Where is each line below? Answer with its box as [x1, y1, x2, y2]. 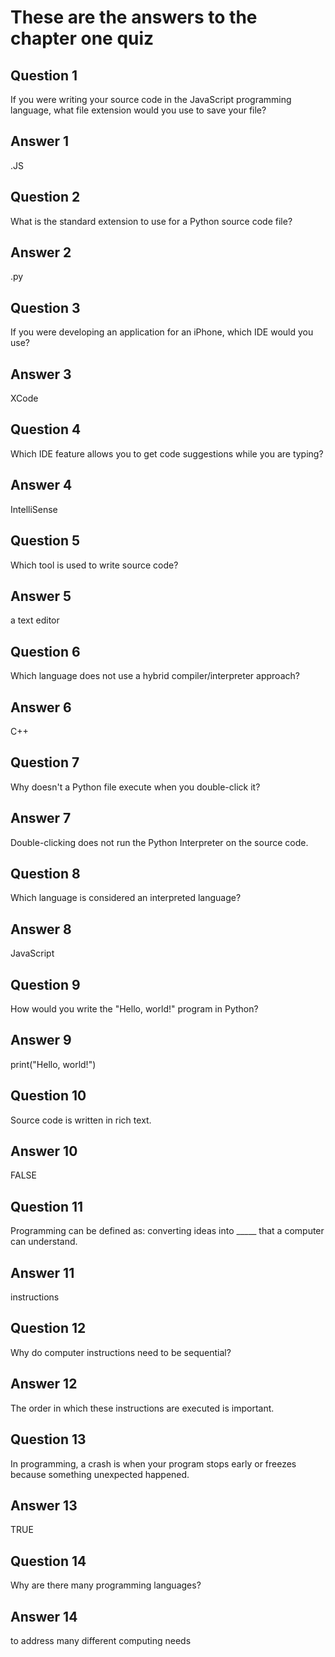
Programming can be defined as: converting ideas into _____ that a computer [10, 1225, 325, 1237]
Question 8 [10, 865, 81, 882]
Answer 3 [10, 366, 72, 383]
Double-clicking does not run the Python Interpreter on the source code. [10, 836, 309, 848]
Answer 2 [10, 244, 72, 261]
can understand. [10, 1236, 78, 1248]
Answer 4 [10, 477, 73, 494]
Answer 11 [10, 1264, 75, 1281]
